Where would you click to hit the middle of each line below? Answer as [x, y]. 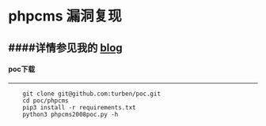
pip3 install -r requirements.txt [79, 107]
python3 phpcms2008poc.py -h [70, 114]
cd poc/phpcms [46, 100]
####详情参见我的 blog [65, 48]
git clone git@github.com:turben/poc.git [91, 94]
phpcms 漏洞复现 [65, 16]
